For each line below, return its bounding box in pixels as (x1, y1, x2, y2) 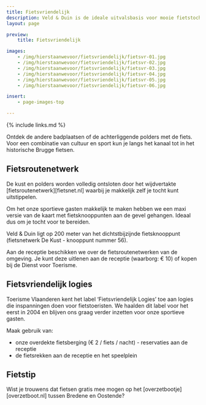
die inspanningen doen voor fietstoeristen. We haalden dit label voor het (6, 301, 189, 309)
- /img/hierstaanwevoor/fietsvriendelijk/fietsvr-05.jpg (17, 77, 166, 83)
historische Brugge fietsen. (6, 146, 75, 153)
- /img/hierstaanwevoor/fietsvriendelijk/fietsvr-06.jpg (17, 82, 166, 89)
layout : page (6, 20, 40, 26)
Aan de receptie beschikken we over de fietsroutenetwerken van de (6, 248, 178, 255)
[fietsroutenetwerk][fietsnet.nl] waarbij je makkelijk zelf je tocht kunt (6, 186, 179, 194)
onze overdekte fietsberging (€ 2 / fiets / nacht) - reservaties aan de (15, 338, 188, 346)
